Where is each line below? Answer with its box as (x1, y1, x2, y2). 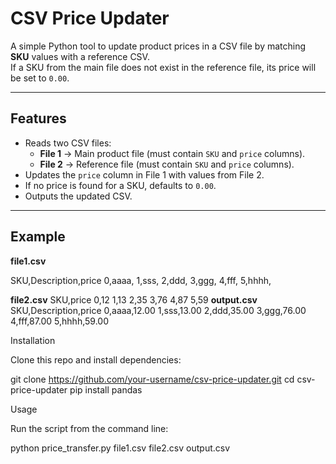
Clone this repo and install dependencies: (10, 353, 182, 366)
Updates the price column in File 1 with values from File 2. (24, 168, 265, 181)
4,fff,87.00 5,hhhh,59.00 (10, 315, 109, 327)
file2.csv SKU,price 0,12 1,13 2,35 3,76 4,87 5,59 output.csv (10, 293, 258, 306)
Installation (10, 334, 56, 346)
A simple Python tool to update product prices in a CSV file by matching (10, 40, 307, 52)
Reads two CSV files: (24, 137, 112, 149)
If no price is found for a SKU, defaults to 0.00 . (24, 179, 217, 191)
